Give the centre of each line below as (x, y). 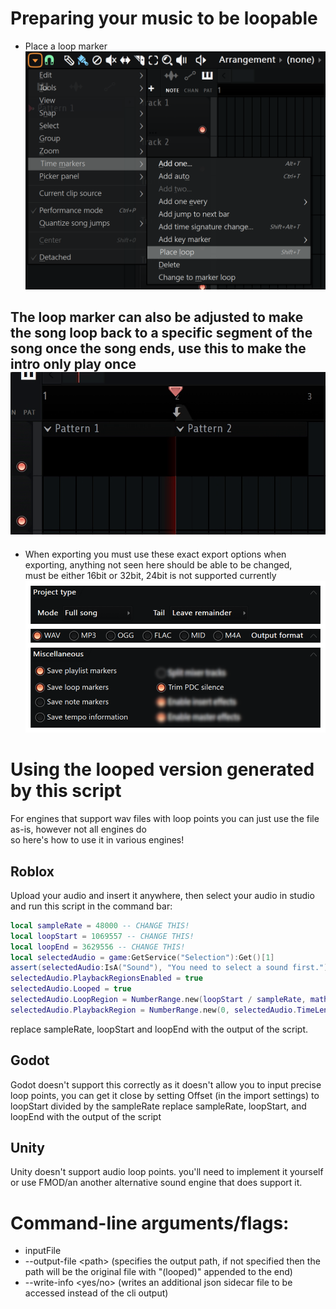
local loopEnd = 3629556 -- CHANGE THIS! (98, 947)
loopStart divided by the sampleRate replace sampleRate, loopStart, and (158, 1106)
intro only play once (73, 364)
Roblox (32, 871)
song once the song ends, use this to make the (158, 348)
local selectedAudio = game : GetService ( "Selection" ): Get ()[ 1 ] (142, 957)
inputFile (43, 1251)
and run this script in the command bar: (91, 906)
